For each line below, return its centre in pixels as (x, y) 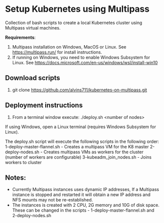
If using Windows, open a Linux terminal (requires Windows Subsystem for (81, 127)
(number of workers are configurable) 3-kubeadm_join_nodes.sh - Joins (78, 157)
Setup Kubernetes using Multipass (77, 9)
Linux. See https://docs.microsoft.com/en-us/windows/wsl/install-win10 (85, 62)
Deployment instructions (44, 105)
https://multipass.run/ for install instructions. (57, 52)
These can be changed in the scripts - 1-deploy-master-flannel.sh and (83, 210)
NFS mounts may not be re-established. (53, 200)
